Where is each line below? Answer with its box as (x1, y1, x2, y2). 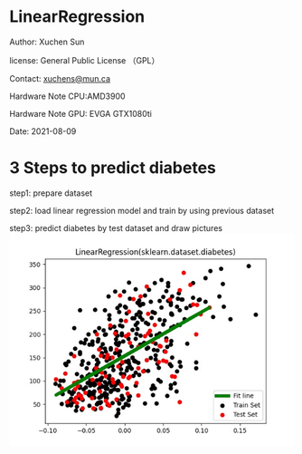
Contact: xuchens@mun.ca (9, 72, 111, 83)
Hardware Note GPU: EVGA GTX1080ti (9, 108, 152, 119)
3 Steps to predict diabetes (9, 158, 217, 179)
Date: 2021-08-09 (9, 125, 77, 137)
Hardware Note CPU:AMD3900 (9, 91, 126, 101)
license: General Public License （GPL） (9, 54, 160, 65)
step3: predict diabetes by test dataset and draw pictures (9, 222, 223, 233)
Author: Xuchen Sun (9, 36, 85, 47)
